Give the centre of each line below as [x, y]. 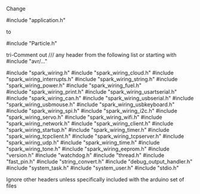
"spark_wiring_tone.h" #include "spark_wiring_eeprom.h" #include [88, 149]
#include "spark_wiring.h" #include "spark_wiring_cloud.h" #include [90, 73]
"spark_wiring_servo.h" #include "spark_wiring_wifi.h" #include [84, 117]
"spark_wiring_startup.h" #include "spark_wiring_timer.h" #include [88, 130]
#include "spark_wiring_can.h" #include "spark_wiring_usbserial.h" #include [100, 98]
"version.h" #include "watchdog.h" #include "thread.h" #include [85, 155]
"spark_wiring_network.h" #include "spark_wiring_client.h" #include [90, 124]
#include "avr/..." [27, 61]
